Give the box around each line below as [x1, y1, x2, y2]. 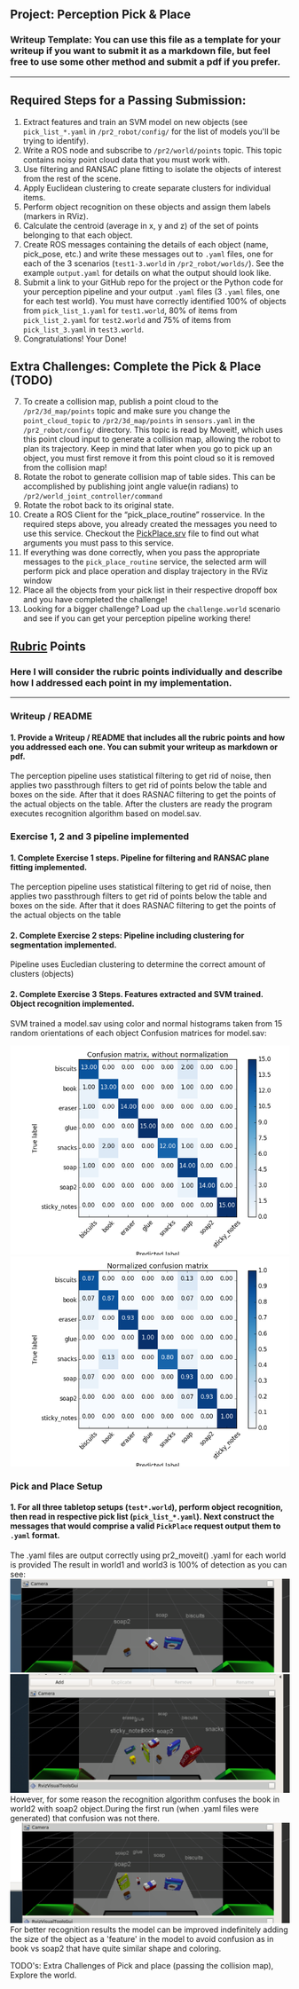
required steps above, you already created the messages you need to [22, 519, 278, 530]
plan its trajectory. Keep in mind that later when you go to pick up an [22, 444, 273, 454]
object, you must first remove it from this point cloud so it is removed [22, 452, 275, 464]
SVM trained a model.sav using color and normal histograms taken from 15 [10, 1018, 283, 1028]
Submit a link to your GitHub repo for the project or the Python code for [22, 277, 284, 287]
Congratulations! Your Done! [22, 333, 127, 344]
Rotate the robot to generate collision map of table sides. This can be [22, 472, 276, 483]
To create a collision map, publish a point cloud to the [22, 397, 219, 407]
